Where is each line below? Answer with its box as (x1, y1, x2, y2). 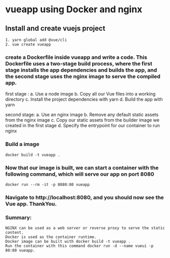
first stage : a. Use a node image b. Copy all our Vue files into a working (5, 91, 156, 97)
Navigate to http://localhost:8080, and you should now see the (5, 194, 164, 201)
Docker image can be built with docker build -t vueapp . (5, 239, 131, 244)
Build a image (5, 140, 40, 148)
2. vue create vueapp (5, 42, 51, 47)
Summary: (5, 214, 32, 221)
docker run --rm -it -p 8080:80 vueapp (5, 182, 90, 187)
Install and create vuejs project (5, 24, 105, 33)
